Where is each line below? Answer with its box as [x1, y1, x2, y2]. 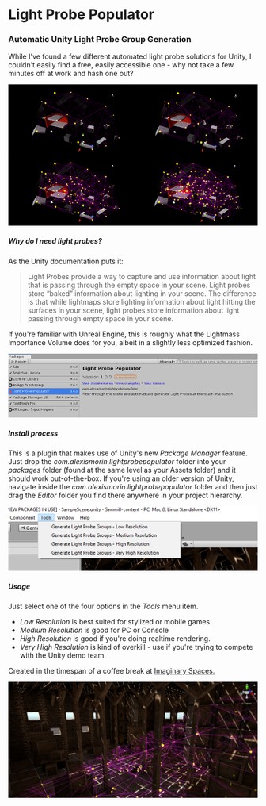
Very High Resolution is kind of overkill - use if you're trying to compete [19, 643, 253, 652]
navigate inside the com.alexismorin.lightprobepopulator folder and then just [8, 482, 258, 491]
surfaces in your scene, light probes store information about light [27, 305, 240, 315]
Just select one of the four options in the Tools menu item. [8, 601, 199, 612]
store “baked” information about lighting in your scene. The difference [27, 288, 256, 298]
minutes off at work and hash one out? [8, 69, 134, 79]
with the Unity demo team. [19, 651, 107, 660]
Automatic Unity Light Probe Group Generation [8, 34, 192, 45]
